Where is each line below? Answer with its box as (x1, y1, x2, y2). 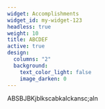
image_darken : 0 (19, 75, 67, 82)
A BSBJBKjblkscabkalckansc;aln (7, 94, 99, 103)
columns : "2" (13, 56, 51, 63)
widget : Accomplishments (7, 10, 79, 17)
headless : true (7, 23, 51, 30)
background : (13, 62, 49, 69)
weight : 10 (7, 29, 39, 37)
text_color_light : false (19, 68, 92, 75)
